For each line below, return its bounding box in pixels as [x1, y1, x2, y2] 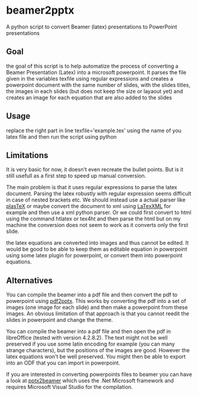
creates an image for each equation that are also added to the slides [6, 94, 173, 101]
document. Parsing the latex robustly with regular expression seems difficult [6, 190, 191, 197]
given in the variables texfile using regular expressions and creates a [6, 75, 173, 82]
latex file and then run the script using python [6, 133, 117, 140]
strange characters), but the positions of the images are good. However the [6, 347, 190, 354]
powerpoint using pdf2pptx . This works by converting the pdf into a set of [6, 298, 186, 305]
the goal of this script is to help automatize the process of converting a [6, 62, 178, 69]
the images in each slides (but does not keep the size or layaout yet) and [6, 87, 183, 95]
